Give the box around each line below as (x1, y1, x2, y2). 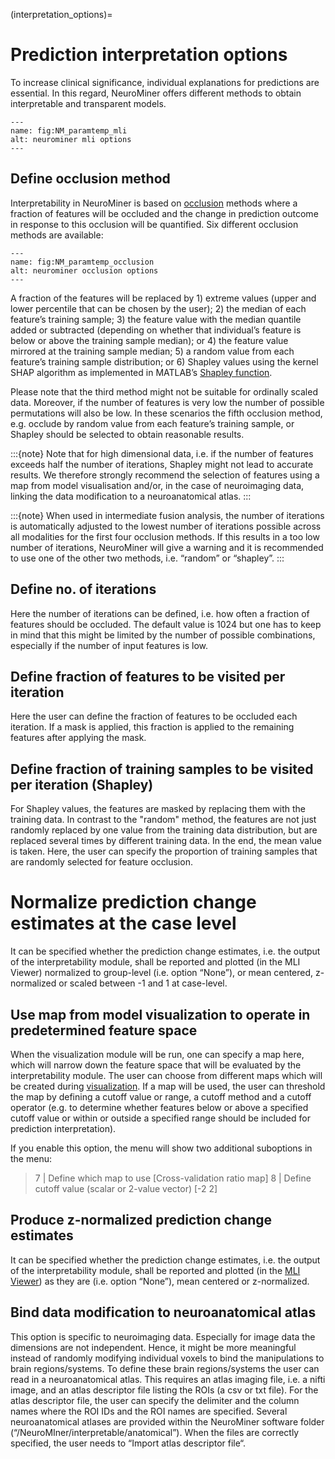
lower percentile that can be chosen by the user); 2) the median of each (10, 302, 307, 314)
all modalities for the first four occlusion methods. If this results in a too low (10, 530, 320, 543)
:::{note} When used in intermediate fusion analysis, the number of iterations (10, 509, 325, 521)
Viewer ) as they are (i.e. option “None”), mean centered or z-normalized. (10, 1275, 310, 1287)
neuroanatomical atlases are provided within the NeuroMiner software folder (10, 1415, 325, 1428)
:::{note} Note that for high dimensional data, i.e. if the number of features (10, 447, 314, 459)
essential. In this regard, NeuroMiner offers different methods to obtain (10, 87, 302, 99)
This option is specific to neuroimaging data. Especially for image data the (10, 1330, 316, 1343)
